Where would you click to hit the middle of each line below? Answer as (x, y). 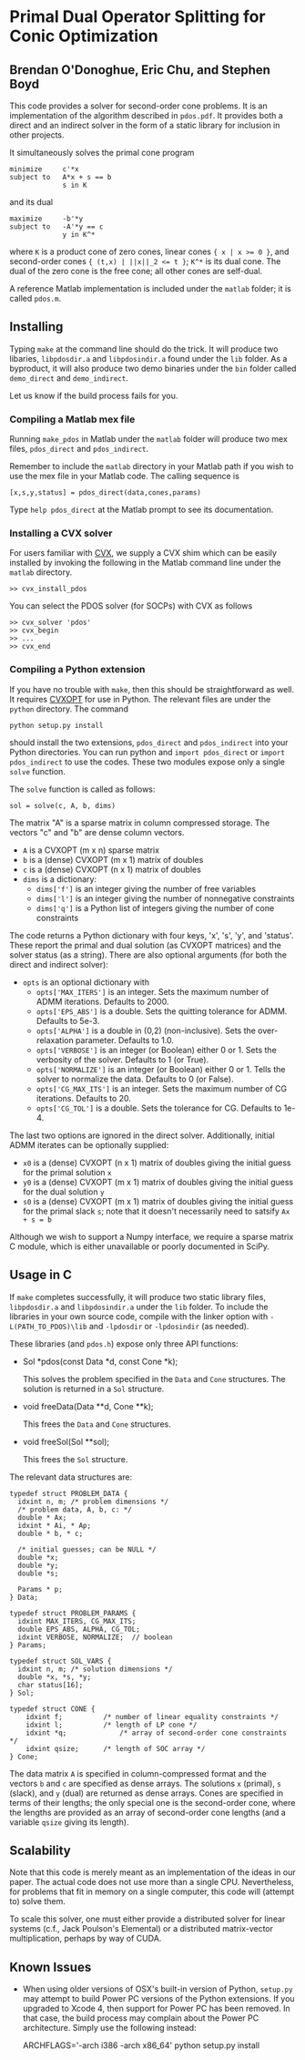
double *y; (38, 1565)
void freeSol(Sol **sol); (66, 1441)
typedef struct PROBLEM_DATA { (69, 1493)
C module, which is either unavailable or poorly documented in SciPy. (140, 1246)
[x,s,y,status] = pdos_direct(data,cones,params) (106, 493)
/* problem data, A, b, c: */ (75, 1510)
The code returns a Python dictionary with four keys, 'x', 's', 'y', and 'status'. (152, 935)
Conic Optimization (84, 36)
